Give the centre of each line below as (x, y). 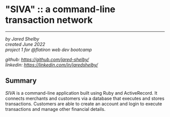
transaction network (49, 20)
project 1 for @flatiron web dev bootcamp (49, 50)
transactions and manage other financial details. (55, 109)
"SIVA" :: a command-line (60, 9)
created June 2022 (25, 44)
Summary (21, 81)
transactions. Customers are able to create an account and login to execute (84, 104)
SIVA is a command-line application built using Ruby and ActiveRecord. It (81, 93)
